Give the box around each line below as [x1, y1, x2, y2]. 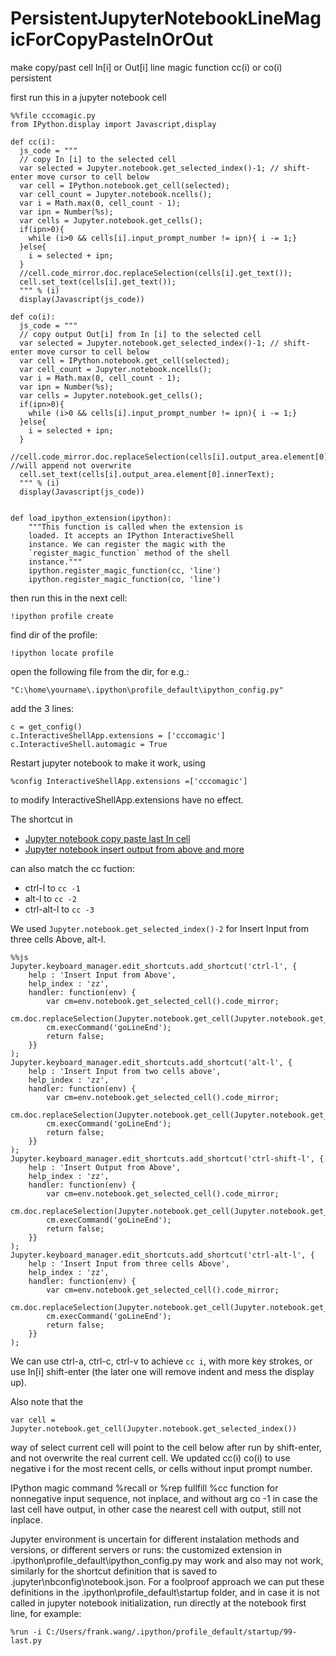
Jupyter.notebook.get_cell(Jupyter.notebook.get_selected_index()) [10, 1423, 298, 1434]
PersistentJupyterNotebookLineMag [10, 7, 322, 30]
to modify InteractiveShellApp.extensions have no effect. [10, 793, 244, 806]
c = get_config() [10, 722, 83, 732]
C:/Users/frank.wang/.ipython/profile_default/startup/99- [46, 1627, 298, 1637]
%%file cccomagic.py [10, 110, 97, 121]
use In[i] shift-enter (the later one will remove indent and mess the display [10, 1365, 315, 1377]
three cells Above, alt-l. [10, 933, 107, 945]
